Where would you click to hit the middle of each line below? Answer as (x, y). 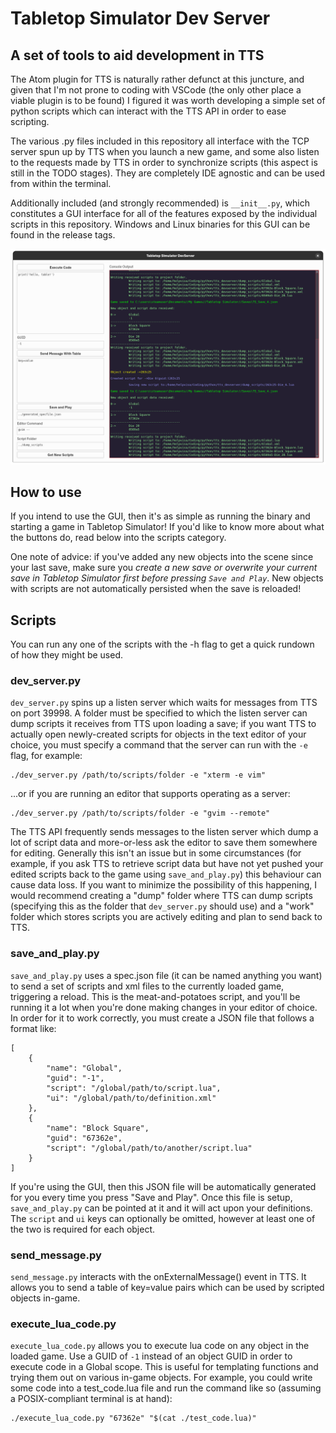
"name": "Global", (84, 1068)
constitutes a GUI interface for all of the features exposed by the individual (164, 213)
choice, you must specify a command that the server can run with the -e (159, 745)
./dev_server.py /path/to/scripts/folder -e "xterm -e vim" (138, 775)
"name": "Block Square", (98, 1128)
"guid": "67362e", (84, 1138)
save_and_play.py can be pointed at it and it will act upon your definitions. (161, 1208)
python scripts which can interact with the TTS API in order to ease (148, 111)
